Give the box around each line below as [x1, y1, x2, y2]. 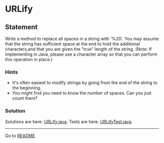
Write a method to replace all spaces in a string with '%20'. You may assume [5, 36, 159, 41]
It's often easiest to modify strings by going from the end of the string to [12, 80, 158, 86]
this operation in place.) [5, 57, 53, 62]
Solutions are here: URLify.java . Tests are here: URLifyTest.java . [5, 119, 133, 124]
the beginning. [12, 85, 41, 91]
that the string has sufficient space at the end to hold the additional [5, 41, 140, 47]
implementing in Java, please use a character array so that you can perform [5, 51, 158, 57]
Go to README [5, 133, 35, 139]
